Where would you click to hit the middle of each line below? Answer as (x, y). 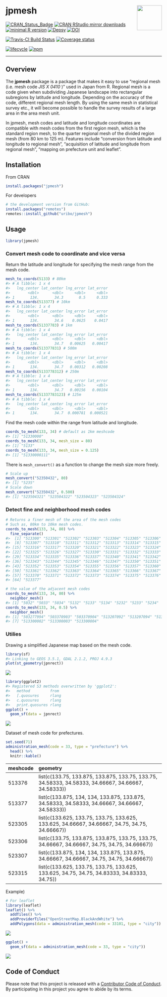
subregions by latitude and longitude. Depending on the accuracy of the (79, 97)
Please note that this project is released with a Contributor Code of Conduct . (84, 984)
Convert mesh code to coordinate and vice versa (65, 253)
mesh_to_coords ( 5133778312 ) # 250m (42, 372)
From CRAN (18, 177)
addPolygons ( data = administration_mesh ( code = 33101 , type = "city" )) (86, 924)
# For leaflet (20, 901)
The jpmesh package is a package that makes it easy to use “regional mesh (83, 81)
